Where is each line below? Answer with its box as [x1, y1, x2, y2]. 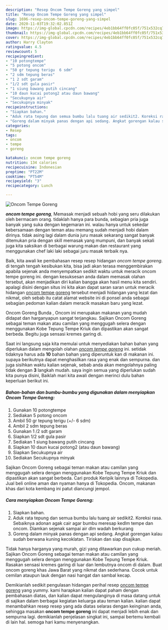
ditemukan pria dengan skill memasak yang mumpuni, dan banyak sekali [5, 237, 155, 243]
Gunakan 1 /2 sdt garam [12, 428, 62, 434]
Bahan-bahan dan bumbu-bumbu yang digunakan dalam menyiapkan [5, 389, 155, 395]
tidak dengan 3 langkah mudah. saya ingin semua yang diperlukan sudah [5, 367, 156, 373]
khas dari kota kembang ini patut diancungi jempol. [5, 485, 111, 491]
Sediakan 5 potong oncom [12, 412, 67, 418]
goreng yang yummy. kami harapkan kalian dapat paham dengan [5, 587, 139, 593]
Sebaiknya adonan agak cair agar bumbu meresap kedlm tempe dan [12, 520, 154, 526]
